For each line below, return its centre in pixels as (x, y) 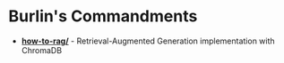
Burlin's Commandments (103, 16)
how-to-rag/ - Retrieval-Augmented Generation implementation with (148, 41)
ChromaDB (42, 50)
